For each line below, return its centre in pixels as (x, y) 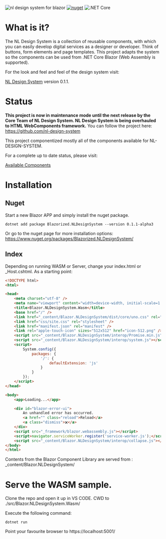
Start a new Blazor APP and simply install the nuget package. (67, 215)
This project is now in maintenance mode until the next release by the (78, 115)
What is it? (27, 28)
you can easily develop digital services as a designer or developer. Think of (82, 47)
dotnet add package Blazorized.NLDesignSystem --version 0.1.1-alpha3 (79, 224)
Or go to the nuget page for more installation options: (59, 233)
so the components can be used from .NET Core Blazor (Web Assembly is (80, 57)
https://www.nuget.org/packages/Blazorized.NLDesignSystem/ (69, 239)
